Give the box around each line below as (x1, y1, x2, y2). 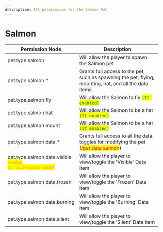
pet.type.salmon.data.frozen (7, 178, 72, 185)
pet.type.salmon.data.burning (7, 198, 75, 205)
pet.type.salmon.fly (7, 96, 52, 103)
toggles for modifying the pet (79, 138, 146, 145)
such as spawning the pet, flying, (79, 74, 155, 81)
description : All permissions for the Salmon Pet (5, 7, 108, 12)
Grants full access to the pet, (79, 68, 145, 74)
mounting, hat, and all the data (79, 80, 148, 87)
